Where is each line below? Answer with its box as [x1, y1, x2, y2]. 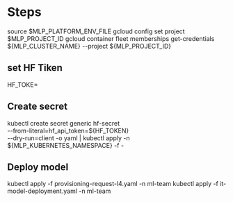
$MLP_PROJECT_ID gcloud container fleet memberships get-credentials [7, 34, 215, 42]
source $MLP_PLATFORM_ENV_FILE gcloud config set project [7, 27, 186, 35]
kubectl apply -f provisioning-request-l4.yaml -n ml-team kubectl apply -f [7, 180, 219, 188]
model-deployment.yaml [7, 187, 78, 195]
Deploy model [7, 161, 69, 173]
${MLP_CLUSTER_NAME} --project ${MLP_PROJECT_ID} [7, 42, 172, 50]
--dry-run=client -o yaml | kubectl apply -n [7, 133, 130, 142]
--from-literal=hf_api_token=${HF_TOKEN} [7, 126, 129, 135]
